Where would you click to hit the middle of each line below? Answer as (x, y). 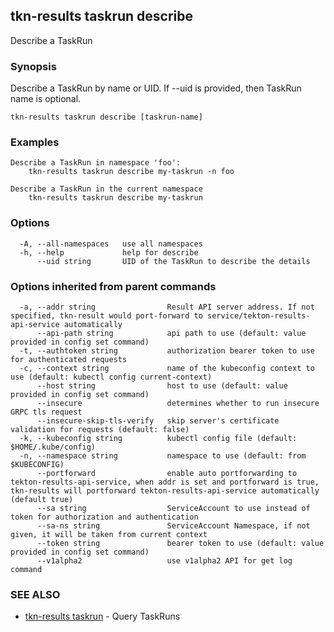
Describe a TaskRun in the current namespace (106, 189)
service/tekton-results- (258, 316)
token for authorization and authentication (104, 517)
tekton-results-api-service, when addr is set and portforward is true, (165, 482)
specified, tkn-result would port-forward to (106, 316)
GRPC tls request (46, 412)
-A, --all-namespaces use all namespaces (111, 244)
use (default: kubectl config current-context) (111, 377)
